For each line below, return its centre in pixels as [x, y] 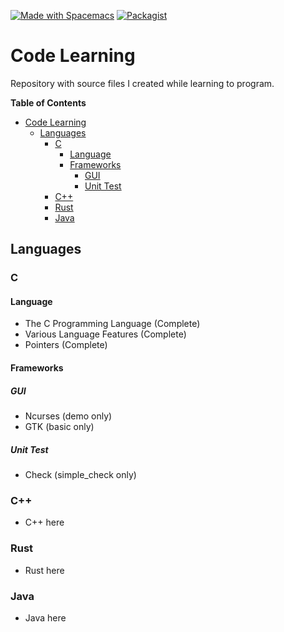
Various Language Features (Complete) [105, 334]
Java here [45, 617]
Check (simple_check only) [80, 474]
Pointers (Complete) [66, 345]
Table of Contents [48, 102]
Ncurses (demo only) [68, 416]
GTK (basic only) [59, 427]
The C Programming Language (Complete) [112, 324]
